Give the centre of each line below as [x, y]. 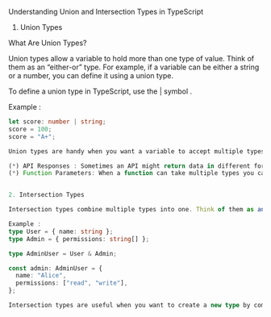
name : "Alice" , [41, 276]
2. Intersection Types [46, 195]
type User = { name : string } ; [61, 231]
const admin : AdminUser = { [56, 268]
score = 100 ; [30, 129]
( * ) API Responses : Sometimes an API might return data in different [129, 166]
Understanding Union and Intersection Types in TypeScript [106, 12]
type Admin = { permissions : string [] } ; [79, 239]
